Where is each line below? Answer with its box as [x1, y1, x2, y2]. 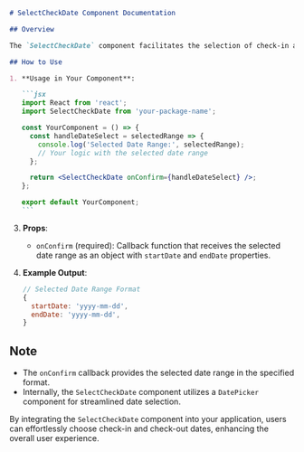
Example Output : [22, 267, 88, 278]
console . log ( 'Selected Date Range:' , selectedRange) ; [37, 140, 245, 149]
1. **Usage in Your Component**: [9, 73, 136, 83]
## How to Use [9, 57, 63, 67]
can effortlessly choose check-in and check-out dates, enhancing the [9, 423, 270, 434]
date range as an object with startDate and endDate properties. [35, 250, 271, 260]
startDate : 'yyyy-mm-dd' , [31, 301, 128, 311]
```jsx [21, 90, 47, 99]
